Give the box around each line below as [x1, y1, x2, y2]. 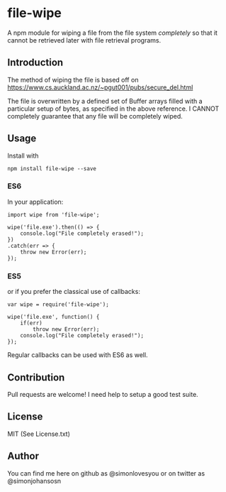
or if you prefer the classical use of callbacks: [7, 288, 140, 296]
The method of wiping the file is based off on [7, 75, 139, 84]
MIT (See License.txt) [7, 430, 71, 438]
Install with [7, 151, 39, 160]
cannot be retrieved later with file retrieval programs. [7, 35, 162, 44]
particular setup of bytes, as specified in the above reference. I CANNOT [7, 104, 220, 113]
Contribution [7, 371, 65, 383]
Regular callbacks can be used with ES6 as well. [7, 351, 148, 359]
